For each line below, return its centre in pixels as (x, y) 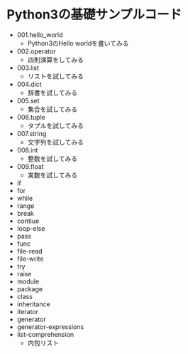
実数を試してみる (52, 175)
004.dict (29, 84)
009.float (30, 166)
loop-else (31, 228)
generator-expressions (50, 327)
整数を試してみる (52, 158)
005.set (28, 100)
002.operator (36, 51)
